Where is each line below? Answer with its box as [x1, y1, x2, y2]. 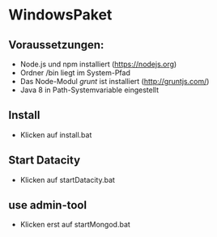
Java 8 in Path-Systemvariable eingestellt [19, 85, 160, 95]
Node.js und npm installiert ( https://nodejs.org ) [19, 59, 177, 69]
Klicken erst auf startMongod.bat [19, 220, 131, 230]
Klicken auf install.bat [19, 129, 92, 139]
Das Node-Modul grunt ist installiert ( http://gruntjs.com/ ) [19, 77, 210, 86]
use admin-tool [8, 198, 87, 212]
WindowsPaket [8, 6, 113, 24]
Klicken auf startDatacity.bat [19, 175, 116, 184]
